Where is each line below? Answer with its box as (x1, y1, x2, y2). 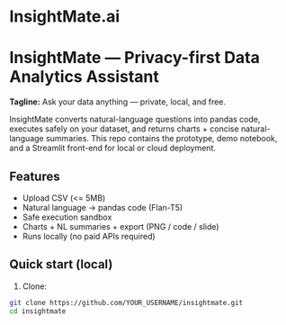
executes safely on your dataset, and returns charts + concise (9, 123, 240, 134)
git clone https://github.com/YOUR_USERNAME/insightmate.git (9, 298, 244, 307)
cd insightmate (9, 306, 67, 316)
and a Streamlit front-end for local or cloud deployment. (9, 142, 216, 154)
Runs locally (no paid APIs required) (22, 230, 156, 241)
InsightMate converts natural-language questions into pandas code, (9, 114, 261, 125)
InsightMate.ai (9, 6, 121, 27)
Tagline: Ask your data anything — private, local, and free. (9, 96, 227, 107)
